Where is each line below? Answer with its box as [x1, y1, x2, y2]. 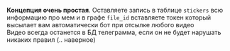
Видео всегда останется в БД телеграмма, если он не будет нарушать [6, 28, 221, 36]
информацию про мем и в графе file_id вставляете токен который [6, 13, 212, 22]
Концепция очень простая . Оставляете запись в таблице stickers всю [6, 6, 224, 14]
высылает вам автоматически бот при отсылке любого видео [6, 21, 195, 29]
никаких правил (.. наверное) [6, 36, 96, 44]
